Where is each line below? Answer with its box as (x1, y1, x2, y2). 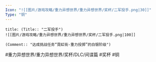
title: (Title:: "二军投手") (5, 27, 63, 32)
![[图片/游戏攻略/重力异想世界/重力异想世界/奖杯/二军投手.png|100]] (5, 32, 136, 37)
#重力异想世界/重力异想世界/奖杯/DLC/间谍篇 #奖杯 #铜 (5, 51, 120, 57)
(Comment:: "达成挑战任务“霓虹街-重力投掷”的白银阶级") (5, 42, 111, 47)
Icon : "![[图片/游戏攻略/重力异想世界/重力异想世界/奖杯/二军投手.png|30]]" (5, 7, 152, 13)
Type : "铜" (5, 12, 28, 17)
